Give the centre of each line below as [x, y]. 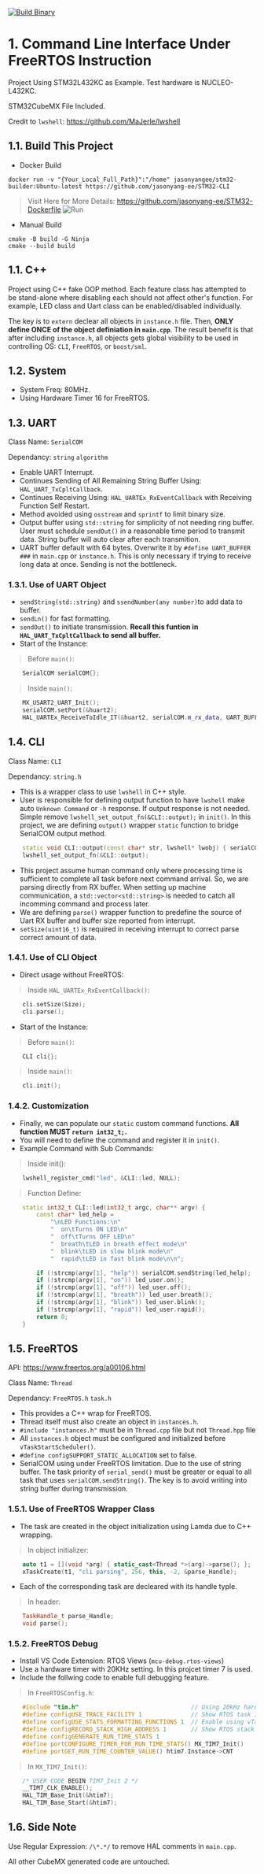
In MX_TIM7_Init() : [57, 1766]
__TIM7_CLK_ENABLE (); [57, 1788]
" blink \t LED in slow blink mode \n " [112, 1251]
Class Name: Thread [40, 1383]
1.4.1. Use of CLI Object [53, 957]
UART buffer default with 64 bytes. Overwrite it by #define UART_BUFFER [135, 548]
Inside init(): [47, 1163]
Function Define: [54, 1193]
